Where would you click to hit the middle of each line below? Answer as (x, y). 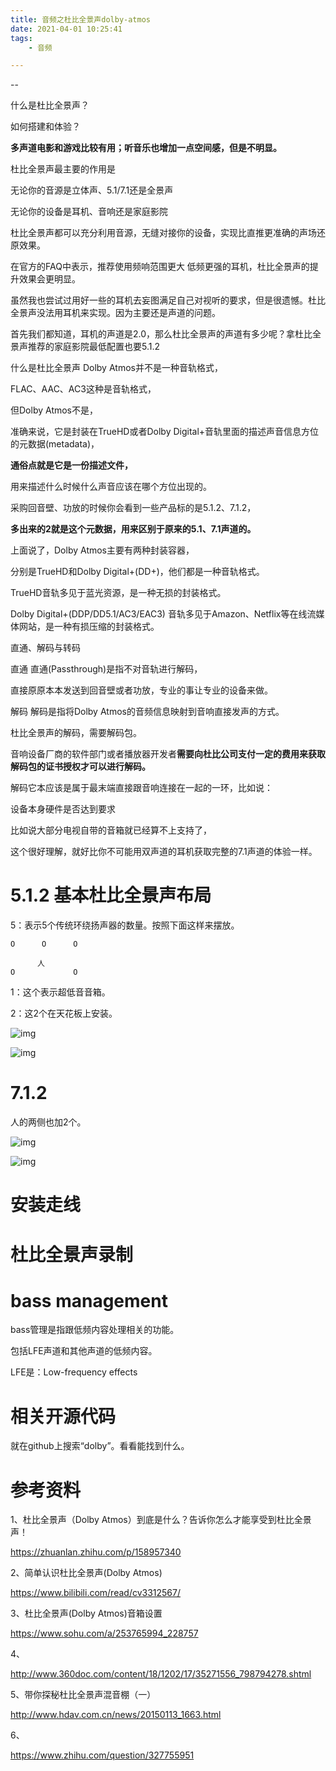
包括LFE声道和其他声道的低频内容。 (84, 1351)
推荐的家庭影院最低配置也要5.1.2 (94, 347)
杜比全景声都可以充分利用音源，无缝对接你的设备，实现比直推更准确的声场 (163, 233)
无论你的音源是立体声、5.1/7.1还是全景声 (92, 190)
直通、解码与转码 (45, 648)
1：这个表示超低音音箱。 (60, 992)
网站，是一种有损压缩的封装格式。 (89, 627)
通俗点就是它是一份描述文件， (71, 465)
